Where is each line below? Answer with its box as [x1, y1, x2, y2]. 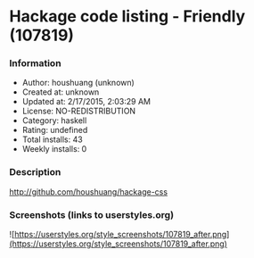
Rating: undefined [21, 125, 88, 136]
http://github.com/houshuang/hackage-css [9, 186, 168, 197]
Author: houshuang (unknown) [21, 78, 135, 88]
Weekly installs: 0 [21, 144, 87, 154]
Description [9, 166, 61, 179]
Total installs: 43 [21, 134, 83, 145]
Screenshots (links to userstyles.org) [9, 208, 175, 221]
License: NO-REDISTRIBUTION [21, 105, 136, 117]
